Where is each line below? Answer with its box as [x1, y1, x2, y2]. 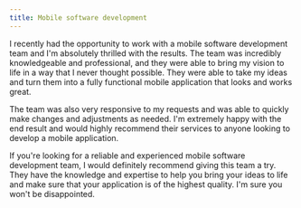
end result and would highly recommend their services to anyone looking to [9, 123, 291, 134]
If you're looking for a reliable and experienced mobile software [9, 150, 246, 161]
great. [9, 86, 32, 97]
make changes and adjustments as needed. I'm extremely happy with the [9, 113, 282, 124]
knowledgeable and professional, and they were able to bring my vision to [9, 57, 285, 68]
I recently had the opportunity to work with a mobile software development [9, 38, 288, 49]
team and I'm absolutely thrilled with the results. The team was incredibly [9, 47, 282, 59]
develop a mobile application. [9, 132, 119, 143]
